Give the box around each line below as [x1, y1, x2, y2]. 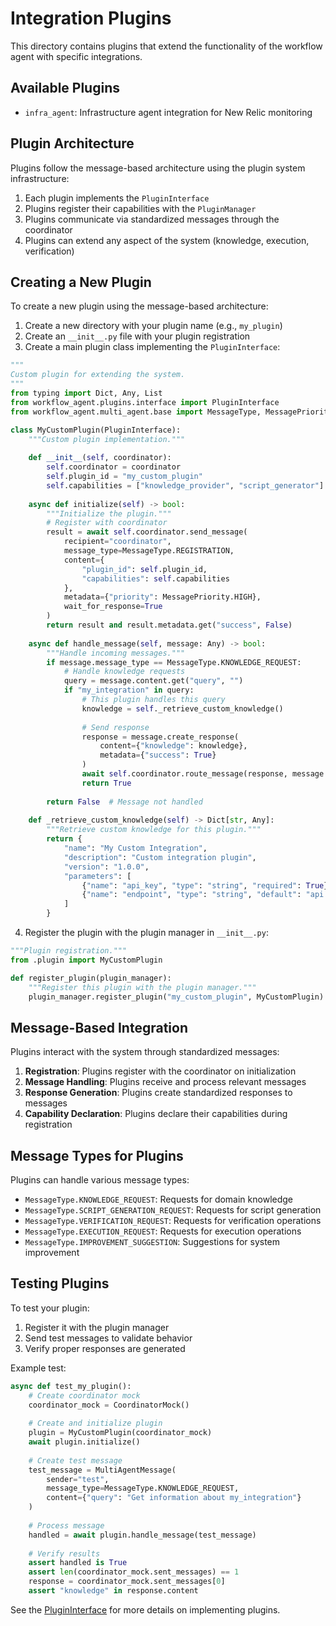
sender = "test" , [46, 1474, 110, 1484]
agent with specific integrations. [10, 50, 143, 62]
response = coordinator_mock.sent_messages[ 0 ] [28, 1577, 226, 1587]
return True [81, 778, 132, 788]
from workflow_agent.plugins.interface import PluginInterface [10, 397, 280, 407]
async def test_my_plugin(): [10, 1381, 132, 1391]
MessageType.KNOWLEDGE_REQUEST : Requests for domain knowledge [24, 1193, 294, 1205]
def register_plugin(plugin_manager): [10, 973, 172, 983]
